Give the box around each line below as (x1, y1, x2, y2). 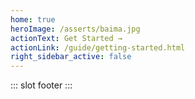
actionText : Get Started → (10, 33, 123, 43)
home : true (10, 14, 56, 25)
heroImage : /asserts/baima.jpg (10, 24, 141, 34)
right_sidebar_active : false (10, 52, 132, 62)
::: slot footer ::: (10, 79, 73, 91)
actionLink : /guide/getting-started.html (10, 42, 186, 53)
